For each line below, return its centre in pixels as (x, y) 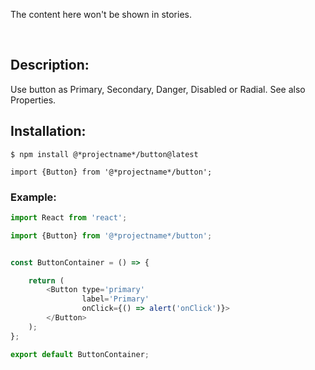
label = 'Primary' (115, 299)
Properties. (33, 100)
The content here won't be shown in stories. (101, 14)
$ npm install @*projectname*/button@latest (104, 154)
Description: (50, 65)
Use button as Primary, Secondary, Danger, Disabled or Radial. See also (158, 89)
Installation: (48, 131)
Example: (33, 197)
